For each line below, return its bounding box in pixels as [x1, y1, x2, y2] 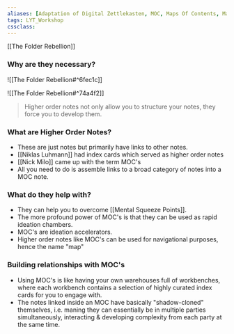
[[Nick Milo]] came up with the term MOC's [17, 157, 141, 166]
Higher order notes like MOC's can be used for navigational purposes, [17, 235, 219, 244]
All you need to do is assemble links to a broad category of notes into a [17, 165, 221, 173]
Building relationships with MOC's [7, 260, 125, 270]
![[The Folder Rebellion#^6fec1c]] [7, 75, 102, 83]
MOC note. [17, 172, 49, 181]
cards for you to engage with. [17, 290, 102, 299]
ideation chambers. [17, 221, 73, 229]
